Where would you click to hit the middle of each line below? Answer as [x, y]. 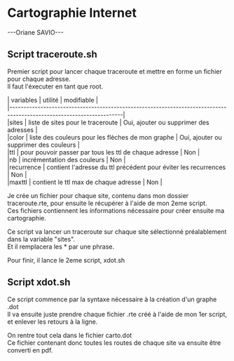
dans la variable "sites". [41, 239]
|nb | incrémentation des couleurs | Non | [67, 159]
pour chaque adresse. [39, 79]
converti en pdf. [30, 350]
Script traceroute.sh [53, 54]
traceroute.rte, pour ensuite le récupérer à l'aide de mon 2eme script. [108, 203]
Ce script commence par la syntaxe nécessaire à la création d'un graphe [112, 299]
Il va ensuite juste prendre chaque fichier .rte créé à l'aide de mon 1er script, [117, 314]
